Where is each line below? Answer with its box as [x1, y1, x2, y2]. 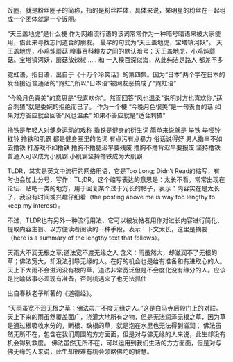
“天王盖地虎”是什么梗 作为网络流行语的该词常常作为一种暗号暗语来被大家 [7, 30, 215, 38]
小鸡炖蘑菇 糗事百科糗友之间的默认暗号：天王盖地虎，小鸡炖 [37, 47, 209, 55]
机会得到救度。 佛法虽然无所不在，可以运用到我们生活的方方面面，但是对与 [7, 339, 222, 347]
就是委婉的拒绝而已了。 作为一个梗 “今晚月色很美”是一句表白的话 [28, 103, 214, 110]
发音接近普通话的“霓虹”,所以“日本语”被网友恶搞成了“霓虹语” [7, 79, 177, 87]
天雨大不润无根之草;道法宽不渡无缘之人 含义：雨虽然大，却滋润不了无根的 [7, 249, 218, 256]
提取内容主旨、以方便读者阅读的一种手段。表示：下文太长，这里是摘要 [7, 225, 208, 233]
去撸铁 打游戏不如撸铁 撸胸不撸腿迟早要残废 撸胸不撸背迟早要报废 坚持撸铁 [7, 143, 221, 151]
